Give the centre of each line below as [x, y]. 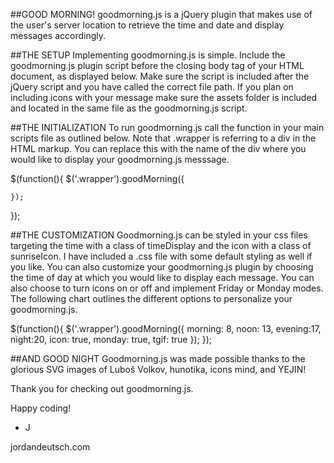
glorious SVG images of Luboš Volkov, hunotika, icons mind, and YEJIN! [158, 369]
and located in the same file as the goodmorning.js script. [129, 108]
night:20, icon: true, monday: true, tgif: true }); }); [111, 339]
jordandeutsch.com [50, 447]
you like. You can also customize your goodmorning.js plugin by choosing [162, 267]
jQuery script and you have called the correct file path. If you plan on [152, 87]
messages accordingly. [58, 35]
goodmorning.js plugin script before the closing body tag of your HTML [157, 65]
